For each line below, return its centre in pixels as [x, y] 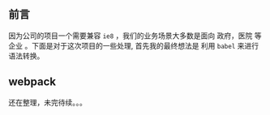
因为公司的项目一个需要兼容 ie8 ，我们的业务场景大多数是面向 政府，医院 [131, 36]
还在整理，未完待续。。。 [47, 102]
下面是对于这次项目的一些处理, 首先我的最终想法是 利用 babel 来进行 [145, 45]
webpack [32, 82]
